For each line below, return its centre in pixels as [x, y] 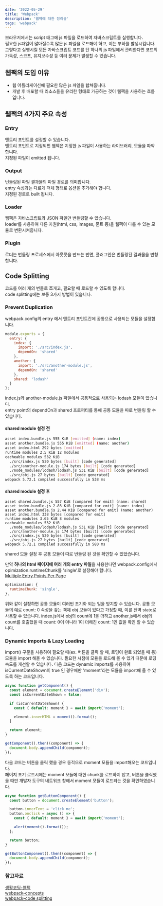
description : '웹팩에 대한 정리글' [37, 18]
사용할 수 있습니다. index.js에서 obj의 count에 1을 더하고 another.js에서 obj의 [79, 616]
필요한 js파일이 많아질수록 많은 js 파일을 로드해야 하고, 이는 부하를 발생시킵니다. [80, 44]
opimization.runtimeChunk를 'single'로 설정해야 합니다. [59, 570]
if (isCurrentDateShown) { [37, 703]
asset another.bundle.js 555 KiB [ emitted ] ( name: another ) [67, 444]
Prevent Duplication [29, 307]
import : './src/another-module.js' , [55, 365]
